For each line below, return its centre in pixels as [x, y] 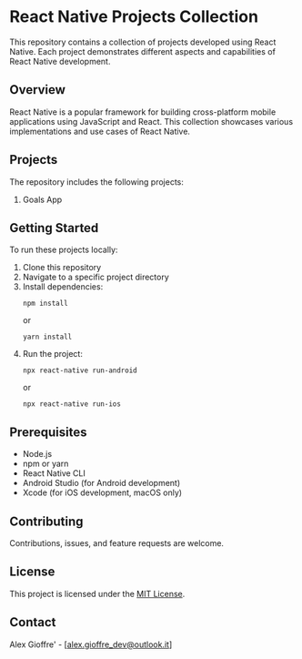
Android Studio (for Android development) [101, 483]
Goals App [42, 199]
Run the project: [53, 354]
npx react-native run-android [80, 370]
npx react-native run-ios [71, 404]
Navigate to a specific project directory [96, 277]
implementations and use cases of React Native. [100, 131]
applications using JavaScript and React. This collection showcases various [151, 121]
